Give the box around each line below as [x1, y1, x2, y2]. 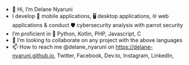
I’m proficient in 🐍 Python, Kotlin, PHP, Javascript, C [11, 30, 141, 37]
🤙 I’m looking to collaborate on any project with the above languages [11, 37, 183, 43]
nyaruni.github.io [11, 52, 54, 59]
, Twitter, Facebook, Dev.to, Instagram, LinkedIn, [54, 52, 174, 59]
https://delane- [115, 43, 153, 51]
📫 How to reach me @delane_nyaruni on [11, 43, 115, 51]
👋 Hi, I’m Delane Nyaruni [11, 6, 73, 13]
